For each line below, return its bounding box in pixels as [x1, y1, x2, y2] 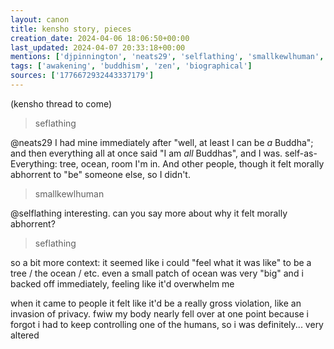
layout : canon [10, 14, 70, 25]
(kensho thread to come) [10, 97, 113, 110]
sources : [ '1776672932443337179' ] [10, 71, 155, 81]
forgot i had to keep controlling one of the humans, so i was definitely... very [10, 318, 324, 330]
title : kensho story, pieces [10, 24, 132, 34]
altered [10, 329, 40, 341]
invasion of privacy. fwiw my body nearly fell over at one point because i [10, 307, 310, 320]
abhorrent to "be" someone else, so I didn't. [10, 168, 191, 180]
